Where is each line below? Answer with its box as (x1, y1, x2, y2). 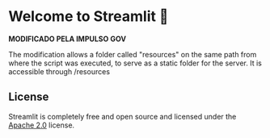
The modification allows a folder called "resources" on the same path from (8, 49, 257, 59)
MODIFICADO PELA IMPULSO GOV (8, 34, 127, 44)
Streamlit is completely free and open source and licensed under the (8, 111, 237, 121)
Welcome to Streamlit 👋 (8, 7, 169, 26)
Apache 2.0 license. (8, 120, 75, 130)
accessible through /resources (8, 66, 111, 76)
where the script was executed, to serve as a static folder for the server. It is (8, 58, 263, 68)
